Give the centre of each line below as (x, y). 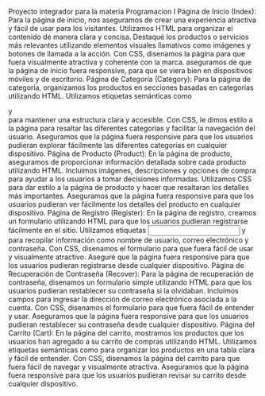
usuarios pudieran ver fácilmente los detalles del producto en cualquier (125, 204)
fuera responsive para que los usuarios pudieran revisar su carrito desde (127, 375)
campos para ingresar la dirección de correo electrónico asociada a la (123, 299)
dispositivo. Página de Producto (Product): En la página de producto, (120, 153)
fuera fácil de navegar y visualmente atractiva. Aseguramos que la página (129, 367)
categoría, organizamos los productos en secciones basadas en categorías (131, 87)
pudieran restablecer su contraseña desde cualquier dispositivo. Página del (132, 324)
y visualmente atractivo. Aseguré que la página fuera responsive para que (129, 257)
